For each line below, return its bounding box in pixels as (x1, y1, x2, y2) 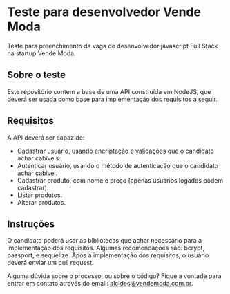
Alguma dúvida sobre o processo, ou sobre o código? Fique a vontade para (7, 272, 222, 280)
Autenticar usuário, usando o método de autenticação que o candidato (17, 161, 219, 169)
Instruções (7, 218, 55, 230)
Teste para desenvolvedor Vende (7, 4, 202, 20)
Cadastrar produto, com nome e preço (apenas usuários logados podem (17, 176, 224, 184)
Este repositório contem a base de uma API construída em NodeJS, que (7, 87, 211, 95)
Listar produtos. (17, 191, 63, 199)
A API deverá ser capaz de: (7, 133, 85, 142)
